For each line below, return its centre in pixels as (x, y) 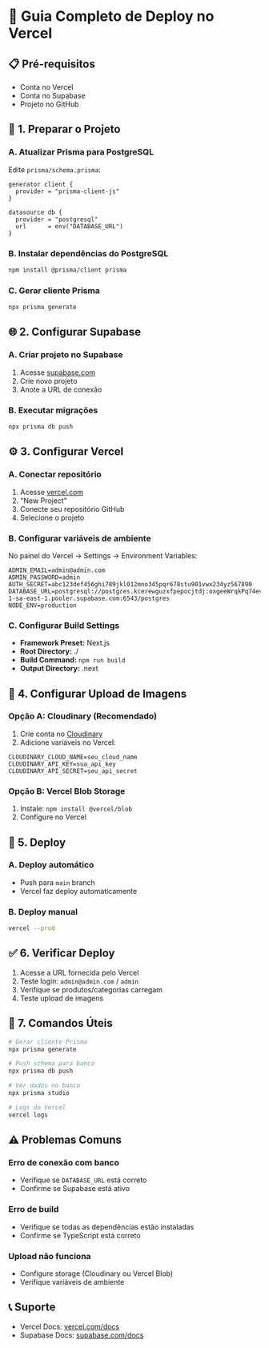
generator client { (41, 184)
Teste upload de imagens (62, 998)
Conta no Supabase (52, 96)
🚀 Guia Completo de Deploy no (111, 16)
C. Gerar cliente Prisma (54, 290)
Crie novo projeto (48, 380)
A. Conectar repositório (55, 474)
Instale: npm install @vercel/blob (76, 809)
